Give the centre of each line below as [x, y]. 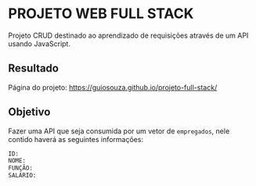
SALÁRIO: [22, 176]
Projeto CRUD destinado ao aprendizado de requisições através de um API [128, 35]
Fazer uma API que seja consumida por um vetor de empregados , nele [119, 131]
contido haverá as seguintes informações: [76, 139]
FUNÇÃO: [21, 168]
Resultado [33, 69]
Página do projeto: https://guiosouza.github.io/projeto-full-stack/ [113, 87]
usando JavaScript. [39, 43]
